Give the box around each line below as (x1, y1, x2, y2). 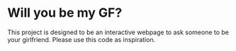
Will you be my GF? (7, 5, 123, 21)
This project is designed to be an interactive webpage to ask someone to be (7, 28, 229, 36)
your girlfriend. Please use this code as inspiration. (7, 35, 156, 43)
